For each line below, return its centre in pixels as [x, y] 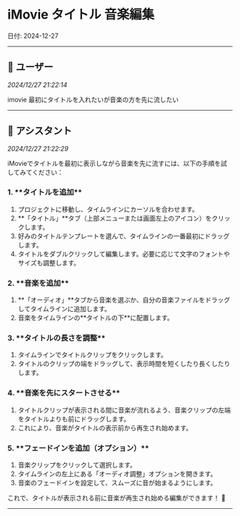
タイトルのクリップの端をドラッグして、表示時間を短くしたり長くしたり [124, 364]
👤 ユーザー [30, 67]
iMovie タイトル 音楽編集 [81, 15]
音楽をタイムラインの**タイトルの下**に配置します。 [95, 318]
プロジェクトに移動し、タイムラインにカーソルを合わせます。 [108, 209]
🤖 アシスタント [40, 131]
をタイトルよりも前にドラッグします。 [74, 419]
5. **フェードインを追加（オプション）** [78, 448]
